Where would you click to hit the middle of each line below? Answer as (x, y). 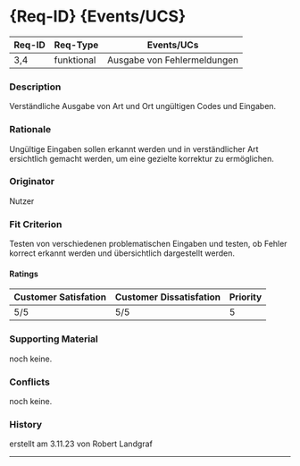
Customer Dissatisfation (168, 297)
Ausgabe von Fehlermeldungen (173, 60)
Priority (246, 297)
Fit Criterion (36, 224)
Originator (32, 182)
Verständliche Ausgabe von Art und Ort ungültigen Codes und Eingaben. (143, 106)
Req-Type (76, 45)
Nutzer (22, 201)
